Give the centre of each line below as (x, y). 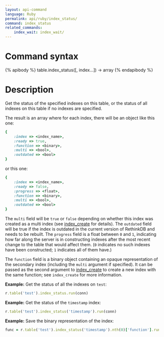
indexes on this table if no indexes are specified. (54, 108)
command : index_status (28, 23)
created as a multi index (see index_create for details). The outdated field (78, 224)
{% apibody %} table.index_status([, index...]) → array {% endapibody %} (79, 70)
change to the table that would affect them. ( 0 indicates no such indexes (78, 244)
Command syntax (42, 56)
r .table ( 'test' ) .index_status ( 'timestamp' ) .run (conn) (61, 311)
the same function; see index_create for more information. (64, 275)
